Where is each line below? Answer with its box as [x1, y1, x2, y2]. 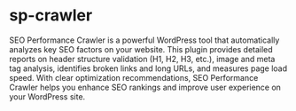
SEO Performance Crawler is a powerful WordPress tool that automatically [9, 35, 280, 45]
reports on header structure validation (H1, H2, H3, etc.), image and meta [9, 53, 276, 64]
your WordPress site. [9, 91, 86, 102]
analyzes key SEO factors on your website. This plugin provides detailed [9, 44, 273, 54]
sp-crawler [9, 5, 93, 26]
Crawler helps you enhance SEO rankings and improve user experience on [9, 82, 282, 92]
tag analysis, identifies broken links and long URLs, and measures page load [9, 63, 288, 74]
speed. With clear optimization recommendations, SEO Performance [9, 72, 259, 83]
